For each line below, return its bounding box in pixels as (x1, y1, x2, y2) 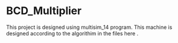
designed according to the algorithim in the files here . (6, 29, 138, 37)
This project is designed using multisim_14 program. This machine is (6, 24, 173, 31)
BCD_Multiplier (6, 4, 82, 18)
